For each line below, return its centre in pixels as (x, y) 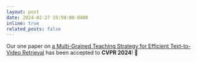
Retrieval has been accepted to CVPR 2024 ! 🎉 (80, 53)
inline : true (23, 23)
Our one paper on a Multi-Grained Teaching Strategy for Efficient (88, 46)
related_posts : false (34, 29)
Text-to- (181, 46)
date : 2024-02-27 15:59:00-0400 (47, 18)
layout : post (23, 12)
